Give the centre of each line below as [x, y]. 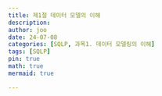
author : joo [27, 30]
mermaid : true [31, 73]
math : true [26, 66]
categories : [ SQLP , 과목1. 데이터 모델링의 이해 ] [81, 44]
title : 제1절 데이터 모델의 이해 [54, 15]
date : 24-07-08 [33, 37]
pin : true [24, 59]
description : [29, 23]
